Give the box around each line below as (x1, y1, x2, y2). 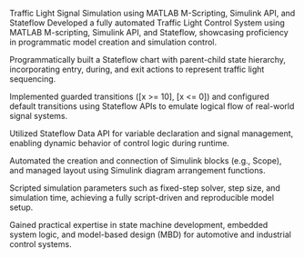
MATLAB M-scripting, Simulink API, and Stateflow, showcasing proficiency (9, 27, 289, 37)
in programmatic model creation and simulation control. (9, 36, 217, 47)
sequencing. (9, 74, 56, 84)
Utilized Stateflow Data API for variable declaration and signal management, (9, 128, 294, 139)
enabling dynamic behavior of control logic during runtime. (9, 138, 230, 148)
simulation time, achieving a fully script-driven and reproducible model (9, 193, 275, 203)
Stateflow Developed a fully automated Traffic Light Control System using (9, 17, 285, 28)
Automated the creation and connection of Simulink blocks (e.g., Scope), (9, 155, 282, 166)
